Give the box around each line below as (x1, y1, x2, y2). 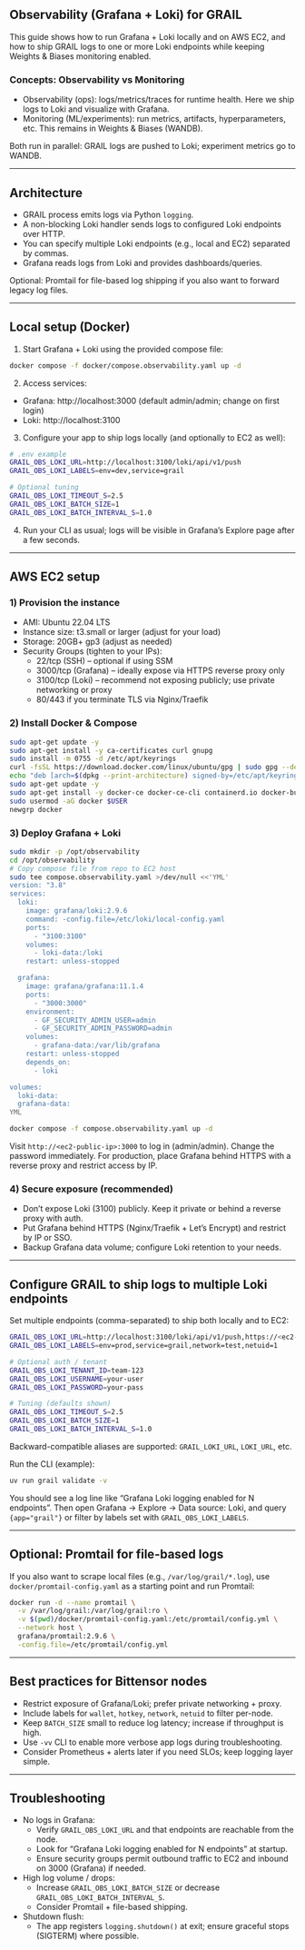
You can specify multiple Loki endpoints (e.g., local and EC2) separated (22, 238, 290, 249)
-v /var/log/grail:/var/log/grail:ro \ (17, 1607, 169, 1616)
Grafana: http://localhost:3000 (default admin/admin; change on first (22, 395, 280, 406)
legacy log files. (9, 284, 69, 295)
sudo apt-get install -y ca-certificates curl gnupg (9, 746, 213, 755)
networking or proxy (35, 685, 113, 696)
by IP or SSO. (22, 1232, 73, 1243)
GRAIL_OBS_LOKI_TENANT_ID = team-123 (9, 1366, 144, 1375)
